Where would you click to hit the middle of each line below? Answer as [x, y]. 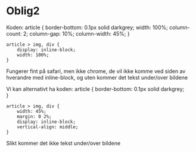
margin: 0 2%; [34, 116]
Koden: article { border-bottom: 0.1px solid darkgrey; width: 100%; [87, 27]
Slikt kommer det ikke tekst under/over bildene [63, 143]
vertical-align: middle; [48, 127]
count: [14, 33]
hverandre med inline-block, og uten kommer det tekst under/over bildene [97, 77]
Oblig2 [23, 11]
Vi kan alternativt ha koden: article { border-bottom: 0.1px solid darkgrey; [95, 89]
